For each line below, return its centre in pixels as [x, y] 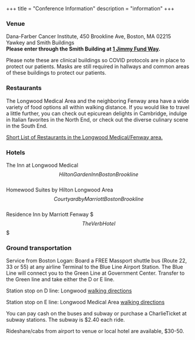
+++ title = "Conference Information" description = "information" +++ [90, 9]
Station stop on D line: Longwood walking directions [69, 291]
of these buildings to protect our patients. [56, 73]
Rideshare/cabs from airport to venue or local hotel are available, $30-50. [95, 331]
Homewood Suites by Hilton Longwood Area [60, 190]
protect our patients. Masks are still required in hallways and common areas [98, 66]
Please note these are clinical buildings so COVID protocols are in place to [96, 60]
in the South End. [27, 126]
